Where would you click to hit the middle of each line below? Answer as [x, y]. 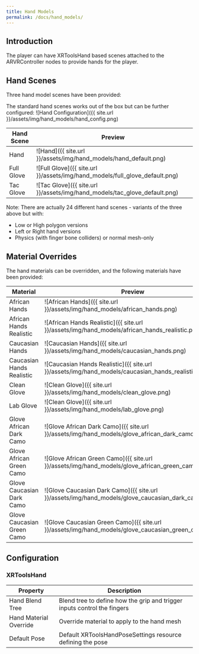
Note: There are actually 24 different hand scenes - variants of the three [94, 207]
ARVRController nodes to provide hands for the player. [72, 62]
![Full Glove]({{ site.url [67, 168]
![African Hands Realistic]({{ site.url [94, 323]
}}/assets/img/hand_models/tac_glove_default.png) [107, 192]
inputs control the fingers [94, 608]
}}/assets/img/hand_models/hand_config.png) [62, 119]
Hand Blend [25, 601]
